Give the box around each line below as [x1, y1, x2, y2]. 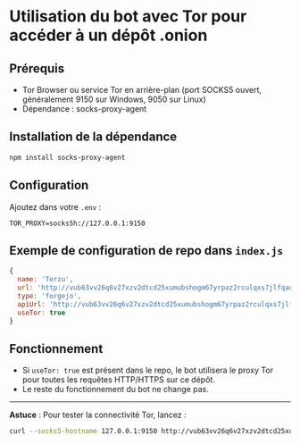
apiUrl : [17, 299, 46, 309]
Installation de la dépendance [9, 130, 178, 145]
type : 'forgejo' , [17, 291, 82, 300]
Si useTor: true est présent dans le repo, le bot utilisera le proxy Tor [21, 364, 274, 376]
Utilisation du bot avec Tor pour [9, 6, 247, 27]
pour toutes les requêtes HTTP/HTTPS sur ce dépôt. [21, 374, 216, 385]
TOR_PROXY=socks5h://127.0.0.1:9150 [9, 219, 146, 228]
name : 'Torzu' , [17, 275, 74, 284]
